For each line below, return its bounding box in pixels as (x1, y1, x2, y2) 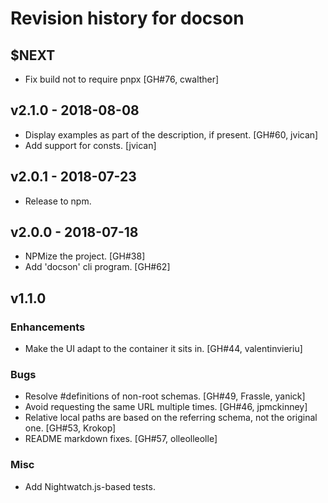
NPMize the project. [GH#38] (24, 250, 146, 262)
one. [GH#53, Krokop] (24, 422, 117, 434)
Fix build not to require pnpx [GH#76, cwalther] (24, 73, 220, 85)
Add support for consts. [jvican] (24, 139, 157, 151)
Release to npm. (24, 195, 92, 207)
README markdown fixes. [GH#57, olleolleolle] (24, 433, 218, 445)
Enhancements (10, 320, 86, 334)
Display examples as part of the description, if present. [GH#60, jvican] (24, 128, 319, 141)
